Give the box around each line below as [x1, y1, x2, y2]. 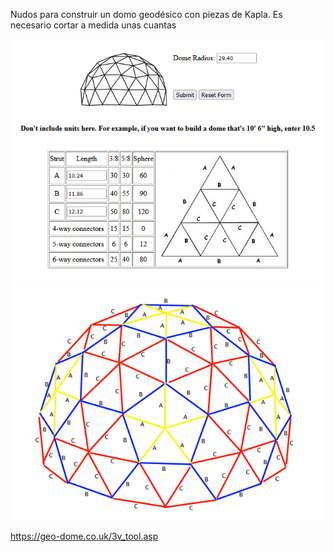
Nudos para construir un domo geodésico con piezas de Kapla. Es [10, 9, 283, 20]
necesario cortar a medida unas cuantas [10, 19, 177, 31]
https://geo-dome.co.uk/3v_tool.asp [10, 530, 159, 542]
